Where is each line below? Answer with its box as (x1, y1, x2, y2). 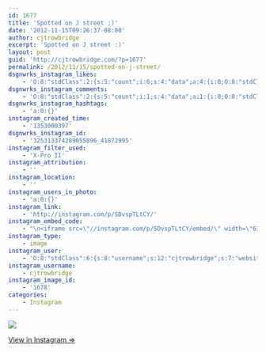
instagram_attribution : (8, 159, 87, 167)
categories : (8, 291, 47, 299)
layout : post (8, 48, 51, 56)
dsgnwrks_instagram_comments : (8, 85, 108, 93)
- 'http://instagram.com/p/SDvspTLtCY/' (22, 210, 158, 218)
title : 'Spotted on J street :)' (8, 19, 119, 27)
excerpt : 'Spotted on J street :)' (8, 41, 126, 49)
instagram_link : (8, 202, 62, 210)
